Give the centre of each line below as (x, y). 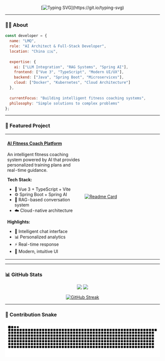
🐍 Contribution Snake (31, 315)
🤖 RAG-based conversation (42, 199)
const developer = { (26, 36)
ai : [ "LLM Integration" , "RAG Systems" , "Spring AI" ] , (71, 67)
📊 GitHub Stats (24, 275)
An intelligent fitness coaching (38, 154)
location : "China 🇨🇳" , (34, 51)
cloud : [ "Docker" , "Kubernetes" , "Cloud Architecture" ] (72, 83)
